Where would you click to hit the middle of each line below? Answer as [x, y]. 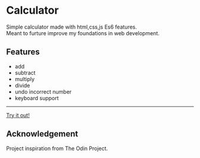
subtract [25, 73]
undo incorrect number [43, 92]
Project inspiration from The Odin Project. [57, 148]
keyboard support [37, 98]
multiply [24, 79]
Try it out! [18, 115]
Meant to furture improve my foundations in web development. [83, 33]
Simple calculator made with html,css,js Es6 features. [72, 27]
